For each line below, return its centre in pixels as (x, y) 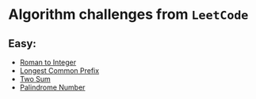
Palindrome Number (52, 87)
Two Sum (35, 79)
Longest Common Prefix (59, 71)
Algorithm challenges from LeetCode (128, 15)
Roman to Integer (48, 62)
